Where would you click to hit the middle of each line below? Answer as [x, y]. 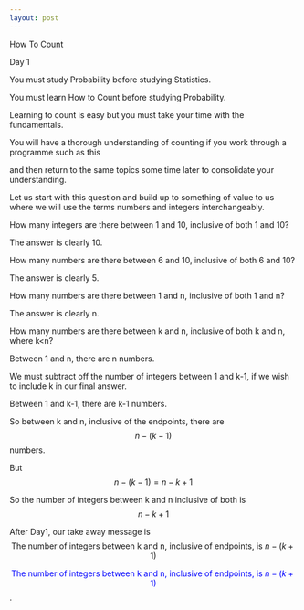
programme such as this [55, 152]
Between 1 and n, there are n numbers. [82, 359]
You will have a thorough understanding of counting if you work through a [148, 142]
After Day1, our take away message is [80, 531]
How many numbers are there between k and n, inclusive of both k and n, [147, 331]
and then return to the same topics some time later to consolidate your [142, 169]
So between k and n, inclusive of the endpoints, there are [117, 421]
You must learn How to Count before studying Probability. [118, 97]
